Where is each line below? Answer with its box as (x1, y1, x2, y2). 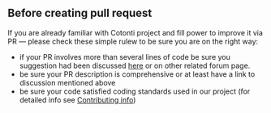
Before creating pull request (7, 6, 153, 20)
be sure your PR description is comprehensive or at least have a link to (19, 69, 256, 79)
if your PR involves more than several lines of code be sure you (19, 52, 230, 61)
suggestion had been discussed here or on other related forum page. (19, 61, 251, 70)
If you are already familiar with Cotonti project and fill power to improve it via (7, 27, 263, 37)
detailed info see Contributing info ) (19, 94, 136, 104)
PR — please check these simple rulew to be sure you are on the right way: (7, 36, 259, 46)
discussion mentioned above (19, 77, 116, 87)
